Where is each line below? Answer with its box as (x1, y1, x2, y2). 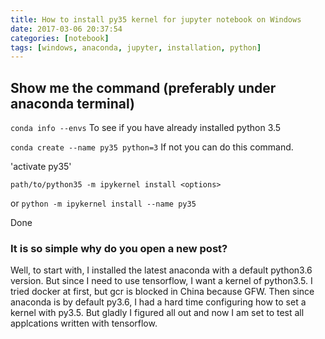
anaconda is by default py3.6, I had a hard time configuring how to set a (10, 296, 307, 308)
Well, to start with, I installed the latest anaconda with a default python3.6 (10, 264, 313, 276)
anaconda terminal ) (10, 95, 135, 112)
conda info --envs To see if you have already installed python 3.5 (10, 122, 282, 134)
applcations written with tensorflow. (10, 317, 158, 330)
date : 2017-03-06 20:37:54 (10, 24, 123, 34)
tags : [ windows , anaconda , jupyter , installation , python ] (10, 42, 262, 53)
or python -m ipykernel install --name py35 (10, 197, 197, 210)
